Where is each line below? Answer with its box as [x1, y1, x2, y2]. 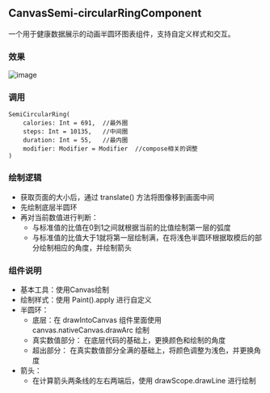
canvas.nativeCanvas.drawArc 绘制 [32, 325, 150, 335]
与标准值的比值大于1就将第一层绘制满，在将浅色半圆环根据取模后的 [32, 232, 255, 242]
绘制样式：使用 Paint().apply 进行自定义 [19, 295, 152, 304]
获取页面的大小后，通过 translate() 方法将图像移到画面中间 [19, 192, 215, 201]
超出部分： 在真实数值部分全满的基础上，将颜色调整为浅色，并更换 [32, 345, 255, 355]
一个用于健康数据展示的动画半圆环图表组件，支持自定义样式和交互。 [8, 28, 235, 39]
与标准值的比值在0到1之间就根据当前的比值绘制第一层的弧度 [32, 222, 232, 232]
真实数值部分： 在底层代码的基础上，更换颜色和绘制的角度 [32, 336, 226, 344]
